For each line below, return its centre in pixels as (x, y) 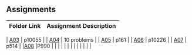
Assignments (31, 10)
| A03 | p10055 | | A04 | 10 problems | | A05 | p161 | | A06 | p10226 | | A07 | (96, 39)
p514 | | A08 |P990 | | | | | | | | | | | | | (49, 46)
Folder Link (25, 25)
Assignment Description (81, 25)
